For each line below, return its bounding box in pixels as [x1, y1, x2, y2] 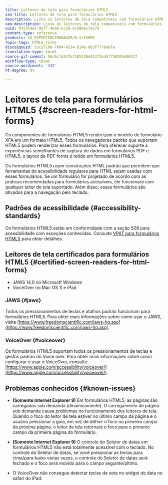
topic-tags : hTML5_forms [5, 40, 57, 45]
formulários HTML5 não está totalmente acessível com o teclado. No [12, 444, 154, 450]
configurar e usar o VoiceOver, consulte [5, 359, 87, 365]
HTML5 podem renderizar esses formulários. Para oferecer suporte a [5, 142, 148, 148]
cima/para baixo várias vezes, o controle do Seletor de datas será [12, 454, 148, 461]
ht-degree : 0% [5, 68, 35, 73]
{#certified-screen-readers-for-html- [29, 258, 150, 267]
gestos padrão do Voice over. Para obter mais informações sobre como [5, 354, 152, 360]
